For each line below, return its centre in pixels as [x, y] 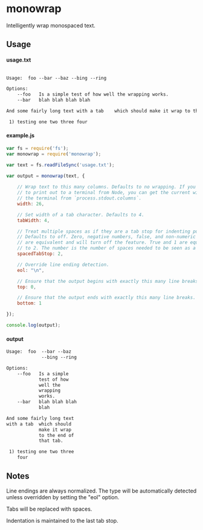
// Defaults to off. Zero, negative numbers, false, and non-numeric [107, 237]
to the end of [56, 435]
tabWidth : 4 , [34, 220]
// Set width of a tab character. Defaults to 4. [81, 215]
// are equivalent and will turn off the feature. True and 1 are [102, 243]
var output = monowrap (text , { [46, 176]
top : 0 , [27, 287]
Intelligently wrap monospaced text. [51, 25]
